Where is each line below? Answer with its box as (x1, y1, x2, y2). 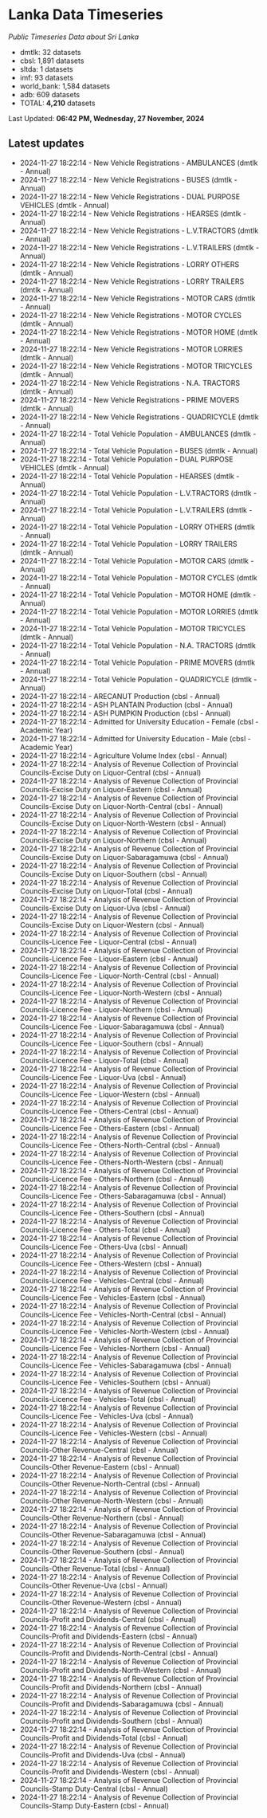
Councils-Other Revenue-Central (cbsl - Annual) (19, 1445, 179, 1455)
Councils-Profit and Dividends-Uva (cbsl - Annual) (19, 1749, 186, 1759)
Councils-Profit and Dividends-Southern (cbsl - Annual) (19, 1716, 203, 1726)
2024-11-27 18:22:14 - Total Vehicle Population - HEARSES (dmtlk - (19, 471, 240, 481)
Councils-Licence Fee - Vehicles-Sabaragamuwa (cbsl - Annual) (19, 1361, 233, 1370)
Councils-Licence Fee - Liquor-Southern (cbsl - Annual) (19, 1039, 204, 1048)
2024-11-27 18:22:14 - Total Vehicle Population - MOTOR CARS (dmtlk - (19, 556, 254, 565)
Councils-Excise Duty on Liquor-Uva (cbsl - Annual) (19, 903, 191, 913)
